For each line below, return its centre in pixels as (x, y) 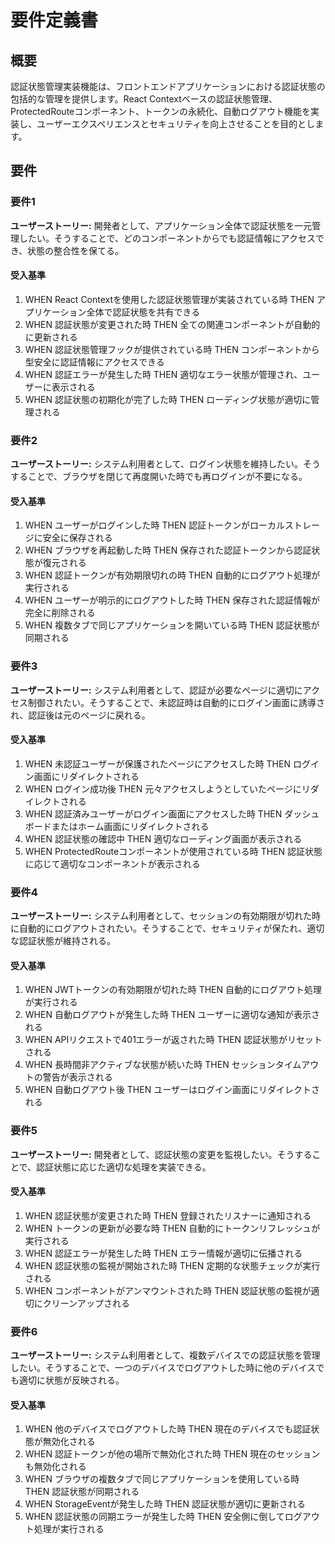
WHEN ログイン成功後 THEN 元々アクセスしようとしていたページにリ (167, 788)
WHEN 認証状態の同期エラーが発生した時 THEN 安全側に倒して (154, 1517)
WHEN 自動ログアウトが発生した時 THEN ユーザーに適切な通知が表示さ (172, 1015)
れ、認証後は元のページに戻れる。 (80, 715)
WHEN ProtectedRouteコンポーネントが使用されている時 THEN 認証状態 (173, 851)
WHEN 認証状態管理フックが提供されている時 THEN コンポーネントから (172, 349)
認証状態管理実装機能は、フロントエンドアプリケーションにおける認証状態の (168, 86)
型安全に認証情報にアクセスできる (94, 362)
